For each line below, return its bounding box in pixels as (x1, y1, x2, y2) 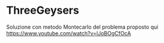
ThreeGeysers (6, 4, 79, 17)
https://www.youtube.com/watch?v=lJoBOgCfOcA (6, 29, 131, 36)
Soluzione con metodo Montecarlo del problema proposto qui (6, 23, 159, 30)
